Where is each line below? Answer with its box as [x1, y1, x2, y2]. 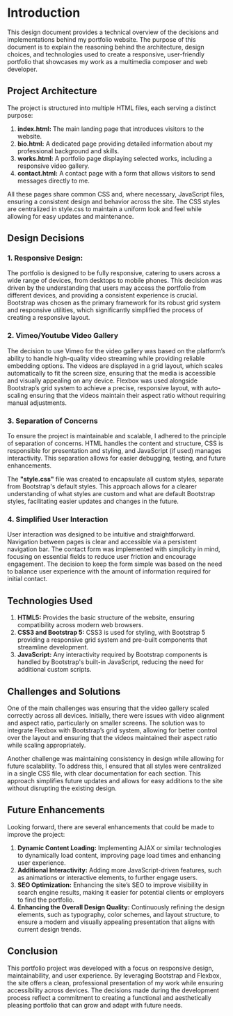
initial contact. [7, 575, 47, 583]
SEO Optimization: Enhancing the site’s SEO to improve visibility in [17, 880, 209, 889]
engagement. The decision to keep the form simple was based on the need [7, 560, 223, 569]
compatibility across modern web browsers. [17, 621, 144, 629]
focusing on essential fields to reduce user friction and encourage [7, 553, 197, 561]
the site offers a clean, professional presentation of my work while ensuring [7, 978, 224, 987]
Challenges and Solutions [7, 685, 121, 698]
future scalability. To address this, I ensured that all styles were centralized [7, 762, 221, 770]
